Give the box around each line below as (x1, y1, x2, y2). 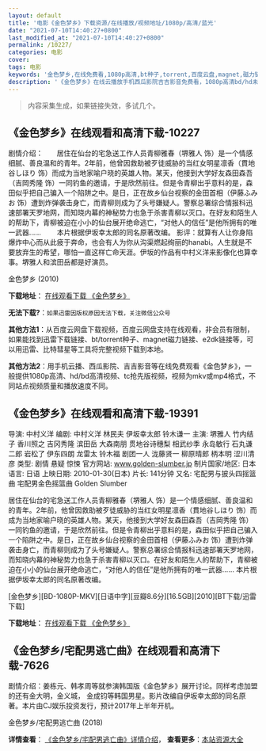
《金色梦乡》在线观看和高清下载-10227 (8, 126, 200, 139)
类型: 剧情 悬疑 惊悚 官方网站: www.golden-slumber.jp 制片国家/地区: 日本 (17, 459, 256, 468)
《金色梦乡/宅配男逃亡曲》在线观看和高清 (8, 643, 211, 658)
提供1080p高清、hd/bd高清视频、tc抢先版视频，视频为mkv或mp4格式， (14, 372, 249, 381)
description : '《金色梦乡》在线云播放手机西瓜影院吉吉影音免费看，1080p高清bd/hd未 (8, 78, 259, 86)
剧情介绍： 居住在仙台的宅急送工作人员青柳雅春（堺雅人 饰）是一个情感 (8, 148, 253, 158)
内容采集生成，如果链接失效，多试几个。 (27, 101, 160, 110)
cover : (8, 56, 30, 64)
